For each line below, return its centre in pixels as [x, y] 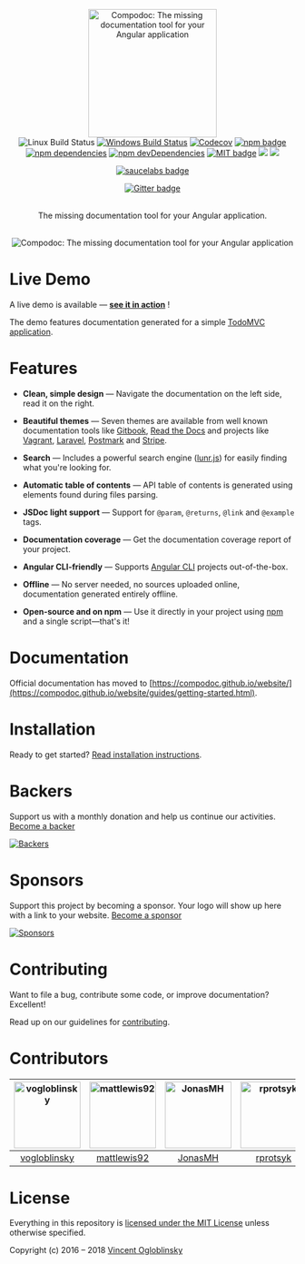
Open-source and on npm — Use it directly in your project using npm [153, 611]
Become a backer [42, 825]
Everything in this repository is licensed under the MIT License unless [139, 1223]
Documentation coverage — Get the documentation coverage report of [157, 539]
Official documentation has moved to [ [81, 683]
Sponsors [47, 880]
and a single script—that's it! [76, 621]
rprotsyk [274, 1158]
